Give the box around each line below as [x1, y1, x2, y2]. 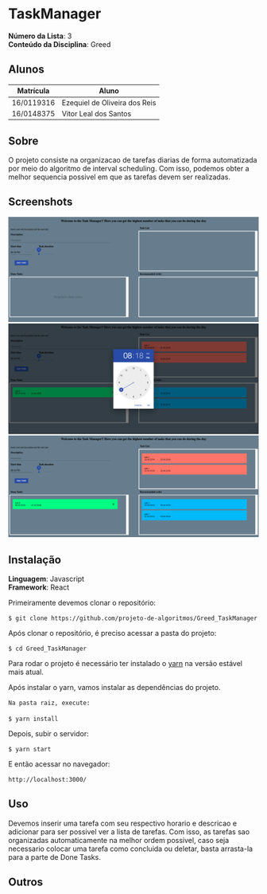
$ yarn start [8, 746, 52, 754]
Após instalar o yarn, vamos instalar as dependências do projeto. [8, 683, 221, 692]
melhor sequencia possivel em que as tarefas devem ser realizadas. [8, 172, 230, 182]
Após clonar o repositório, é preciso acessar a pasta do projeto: [8, 629, 217, 638]
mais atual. [8, 667, 44, 677]
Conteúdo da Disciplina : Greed [8, 39, 111, 49]
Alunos [8, 63, 45, 76]
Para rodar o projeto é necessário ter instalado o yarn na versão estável [8, 659, 242, 669]
